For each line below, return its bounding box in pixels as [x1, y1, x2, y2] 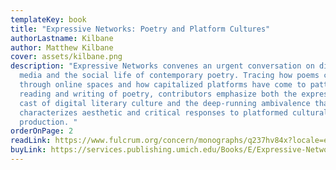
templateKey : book [10, 14, 87, 25]
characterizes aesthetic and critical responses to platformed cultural [19, 107, 329, 118]
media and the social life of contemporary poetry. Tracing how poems [19, 71, 320, 81]
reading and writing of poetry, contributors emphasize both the [19, 89, 298, 99]
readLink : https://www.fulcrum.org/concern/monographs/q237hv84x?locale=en [10, 136, 333, 146]
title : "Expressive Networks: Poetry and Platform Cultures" [10, 24, 271, 34]
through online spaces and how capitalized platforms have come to [19, 80, 307, 90]
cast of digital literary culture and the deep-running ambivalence [19, 98, 311, 108]
